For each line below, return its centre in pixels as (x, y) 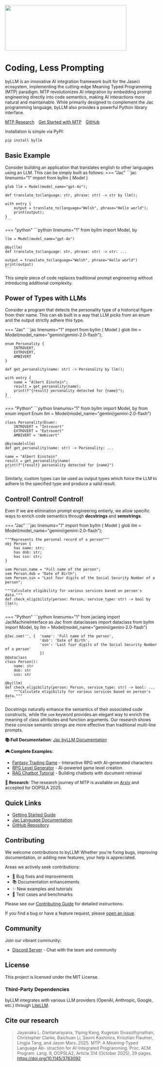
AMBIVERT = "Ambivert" (37, 435)
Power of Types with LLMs (46, 298)
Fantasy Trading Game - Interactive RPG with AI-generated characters (82, 763)
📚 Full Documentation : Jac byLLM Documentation (56, 740)
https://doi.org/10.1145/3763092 (49, 1058)
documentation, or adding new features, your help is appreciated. (70, 857)
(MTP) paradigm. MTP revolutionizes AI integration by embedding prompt (78, 92)
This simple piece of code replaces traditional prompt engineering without (79, 278)
